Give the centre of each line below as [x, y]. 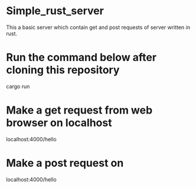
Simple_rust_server [55, 11]
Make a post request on [65, 163]
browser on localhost [59, 123]
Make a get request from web [79, 110]
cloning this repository [63, 70]
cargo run [18, 86]
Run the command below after [81, 58]
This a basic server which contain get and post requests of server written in [98, 27]
